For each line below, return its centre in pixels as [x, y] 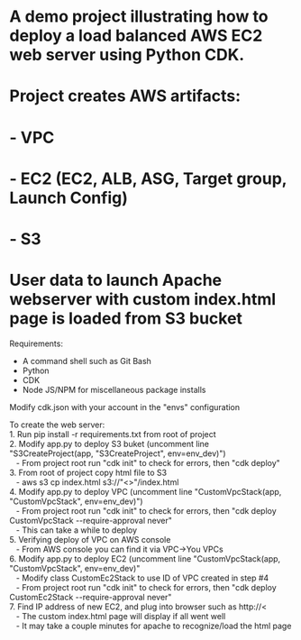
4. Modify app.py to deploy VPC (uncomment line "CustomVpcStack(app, [146, 491]
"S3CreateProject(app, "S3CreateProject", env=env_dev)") [118, 453]
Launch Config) [69, 198]
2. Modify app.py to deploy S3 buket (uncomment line [109, 443]
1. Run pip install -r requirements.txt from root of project [113, 434]
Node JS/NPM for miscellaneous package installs [114, 389]
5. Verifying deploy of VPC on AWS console [90, 539]
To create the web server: [57, 425]
